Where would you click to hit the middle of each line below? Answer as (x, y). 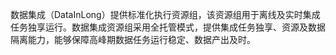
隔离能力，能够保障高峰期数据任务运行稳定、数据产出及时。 (133, 39)
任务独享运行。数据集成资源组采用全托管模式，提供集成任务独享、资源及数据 (168, 27)
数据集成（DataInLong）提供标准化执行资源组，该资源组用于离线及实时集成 (165, 14)
